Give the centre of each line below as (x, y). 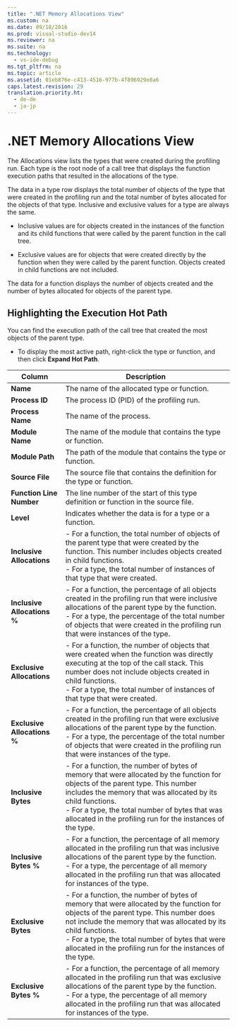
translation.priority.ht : (45, 93)
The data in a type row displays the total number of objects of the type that (116, 189)
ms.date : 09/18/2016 (38, 27)
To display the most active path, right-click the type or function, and (116, 351)
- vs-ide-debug (36, 60)
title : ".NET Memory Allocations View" (66, 14)
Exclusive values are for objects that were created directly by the (112, 254)
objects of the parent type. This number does (140, 912)
